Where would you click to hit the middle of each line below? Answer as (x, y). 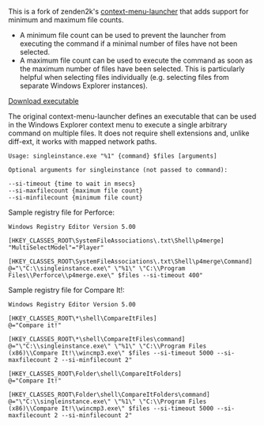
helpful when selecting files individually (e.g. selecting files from (124, 77)
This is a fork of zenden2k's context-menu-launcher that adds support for (128, 11)
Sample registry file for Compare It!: (66, 290)
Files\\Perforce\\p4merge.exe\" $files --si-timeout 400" (106, 276)
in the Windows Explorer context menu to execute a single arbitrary (118, 125)
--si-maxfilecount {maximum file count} (76, 191)
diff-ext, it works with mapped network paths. (83, 141)
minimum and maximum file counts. (66, 20)
